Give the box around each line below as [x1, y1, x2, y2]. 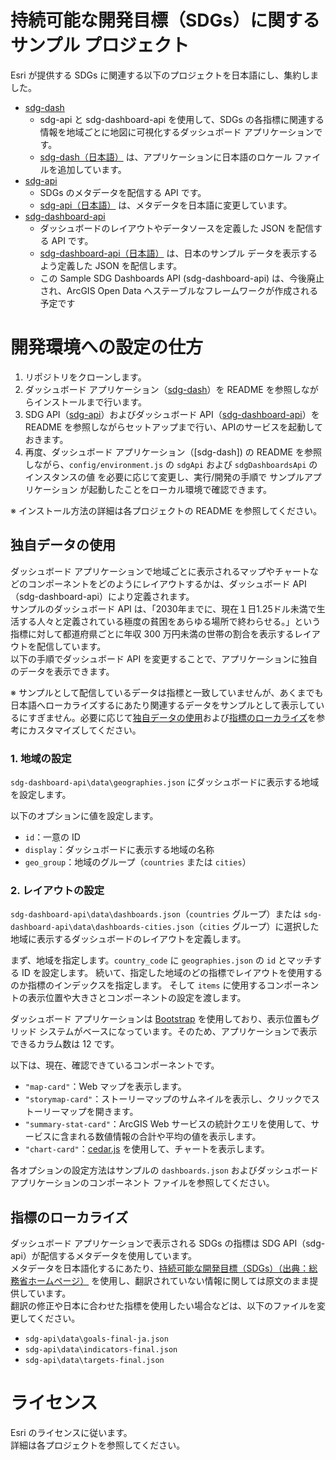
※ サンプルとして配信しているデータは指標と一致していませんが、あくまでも [10, 686, 324, 698]
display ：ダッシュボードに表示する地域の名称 [24, 843, 215, 855]
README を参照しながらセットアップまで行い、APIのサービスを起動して [24, 421, 323, 433]
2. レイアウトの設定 [10, 883, 105, 897]
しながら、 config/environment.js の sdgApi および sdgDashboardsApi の [24, 458, 318, 470]
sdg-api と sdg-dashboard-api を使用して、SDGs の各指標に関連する [39, 113, 325, 125]
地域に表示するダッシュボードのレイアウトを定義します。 [10, 933, 247, 945]
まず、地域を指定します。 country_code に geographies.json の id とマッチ [10, 954, 314, 966]
